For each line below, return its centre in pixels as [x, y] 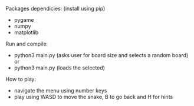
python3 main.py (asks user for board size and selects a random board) [101, 55]
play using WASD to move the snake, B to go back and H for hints [93, 97]
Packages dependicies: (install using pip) [55, 9]
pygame [24, 20]
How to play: [21, 79]
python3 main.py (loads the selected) [60, 68]
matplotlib [26, 32]
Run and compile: [27, 44]
